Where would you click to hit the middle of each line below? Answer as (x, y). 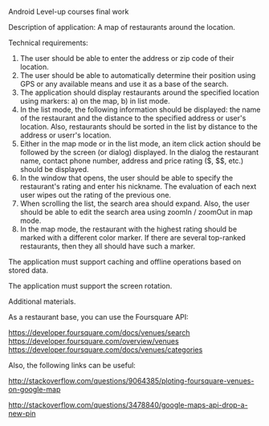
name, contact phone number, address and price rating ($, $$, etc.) (132, 161)
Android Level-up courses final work (69, 12)
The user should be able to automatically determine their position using (138, 75)
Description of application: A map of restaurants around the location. (122, 27)
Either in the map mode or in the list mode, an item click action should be (140, 143)
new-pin (22, 414)
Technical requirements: (48, 43)
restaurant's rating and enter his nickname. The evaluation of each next (138, 186)
